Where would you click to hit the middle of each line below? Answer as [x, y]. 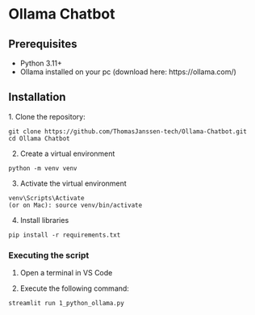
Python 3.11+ [41, 63]
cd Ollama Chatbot [39, 138]
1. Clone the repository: [47, 116]
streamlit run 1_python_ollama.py [67, 304]
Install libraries [44, 220]
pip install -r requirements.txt [65, 235]
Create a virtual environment [67, 153]
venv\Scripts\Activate [46, 198]
